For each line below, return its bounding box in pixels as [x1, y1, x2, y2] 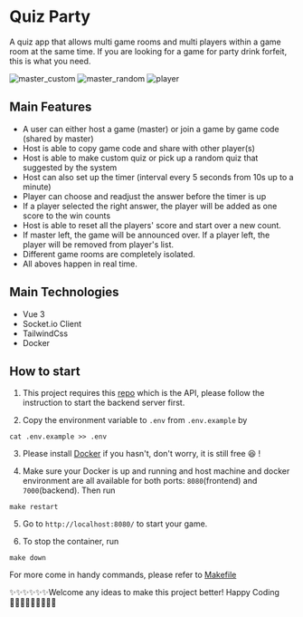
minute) [22, 181, 52, 192]
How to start [9, 363, 80, 379]
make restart [9, 503, 59, 512]
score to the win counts [22, 210, 111, 221]
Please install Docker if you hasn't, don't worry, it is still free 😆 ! [22, 448, 261, 459]
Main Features [9, 100, 92, 115]
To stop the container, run [22, 536, 119, 547]
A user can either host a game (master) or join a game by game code [22, 123, 279, 134]
